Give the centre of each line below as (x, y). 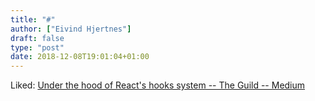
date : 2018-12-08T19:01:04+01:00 (80, 57)
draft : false (37, 38)
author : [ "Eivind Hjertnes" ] (71, 29)
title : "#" (33, 19)
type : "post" (37, 47)
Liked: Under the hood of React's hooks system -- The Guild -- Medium (158, 85)
